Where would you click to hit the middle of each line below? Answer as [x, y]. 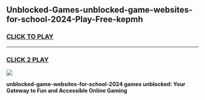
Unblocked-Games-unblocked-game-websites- [99, 10]
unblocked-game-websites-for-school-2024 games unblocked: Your [96, 84]
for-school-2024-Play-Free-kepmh [75, 20]
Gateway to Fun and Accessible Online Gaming [67, 90]
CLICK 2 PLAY [27, 59]
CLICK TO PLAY [30, 37]
